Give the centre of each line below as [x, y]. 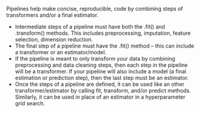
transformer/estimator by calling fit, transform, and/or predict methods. [103, 90]
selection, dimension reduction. [54, 39]
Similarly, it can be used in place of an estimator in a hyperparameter [100, 97]
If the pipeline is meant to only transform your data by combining [95, 59]
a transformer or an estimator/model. [61, 52]
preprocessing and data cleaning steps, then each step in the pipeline [101, 65]
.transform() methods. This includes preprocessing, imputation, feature [103, 33]
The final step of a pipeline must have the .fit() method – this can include [105, 46]
